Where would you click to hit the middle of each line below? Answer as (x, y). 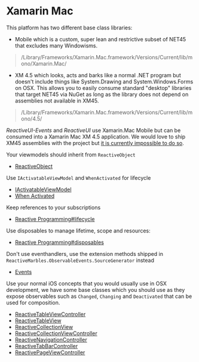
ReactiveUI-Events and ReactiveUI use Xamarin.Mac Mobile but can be (94, 130)
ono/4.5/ (31, 119)
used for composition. (33, 302)
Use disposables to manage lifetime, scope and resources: (78, 230)
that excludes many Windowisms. (56, 46)
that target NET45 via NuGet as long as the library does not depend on (102, 94)
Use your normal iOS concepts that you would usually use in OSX (87, 283)
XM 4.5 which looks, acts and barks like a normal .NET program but (98, 75)
